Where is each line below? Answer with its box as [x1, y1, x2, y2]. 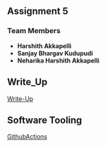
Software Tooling [7, 114, 83, 126]
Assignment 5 [7, 5, 69, 17]
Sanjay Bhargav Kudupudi [17, 49, 94, 57]
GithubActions [7, 133, 47, 141]
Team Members [7, 26, 61, 36]
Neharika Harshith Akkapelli [17, 56, 100, 65]
